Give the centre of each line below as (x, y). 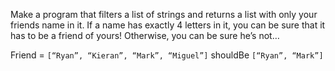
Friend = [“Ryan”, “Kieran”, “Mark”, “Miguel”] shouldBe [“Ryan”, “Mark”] (167, 55)
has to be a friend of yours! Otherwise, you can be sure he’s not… (145, 35)
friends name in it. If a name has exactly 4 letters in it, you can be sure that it (168, 25)
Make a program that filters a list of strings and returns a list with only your (164, 14)
